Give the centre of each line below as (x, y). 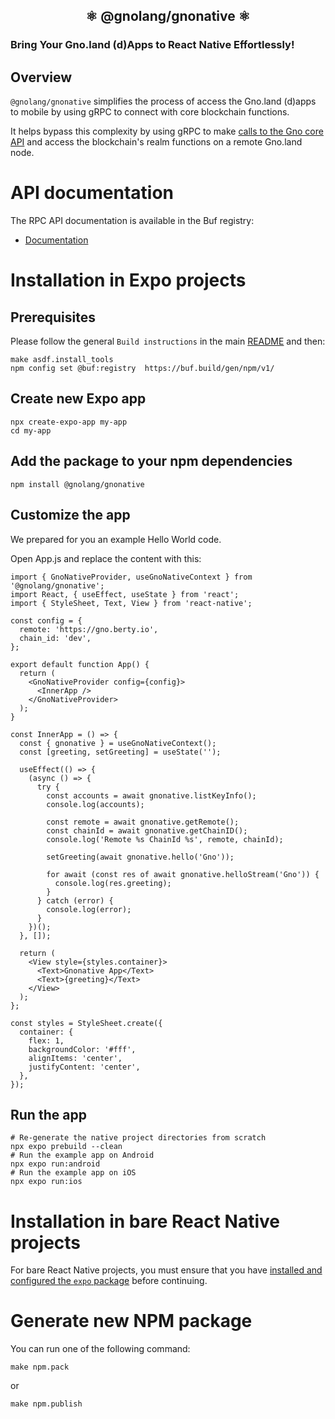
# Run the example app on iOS (73, 1173)
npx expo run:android (55, 1164)
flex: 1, (46, 1040)
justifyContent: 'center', (84, 1067)
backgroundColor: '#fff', (82, 1049)
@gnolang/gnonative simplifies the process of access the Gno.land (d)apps (163, 101)
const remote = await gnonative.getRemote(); (143, 822)
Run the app (48, 1114)
